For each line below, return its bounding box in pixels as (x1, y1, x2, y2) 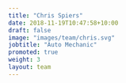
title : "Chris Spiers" (8, 11, 83, 20)
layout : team (8, 63, 52, 71)
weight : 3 (8, 56, 41, 64)
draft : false (8, 26, 52, 34)
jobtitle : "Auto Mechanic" (8, 41, 97, 49)
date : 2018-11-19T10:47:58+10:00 (8, 19, 119, 27)
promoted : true (8, 48, 59, 56)
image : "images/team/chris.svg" (8, 33, 115, 42)
